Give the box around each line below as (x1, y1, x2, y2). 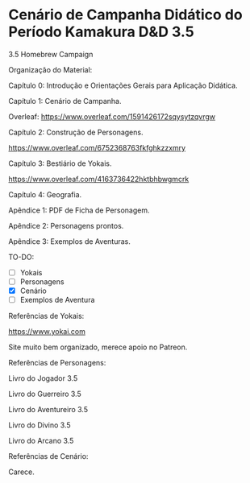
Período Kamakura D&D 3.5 (8, 23, 195, 41)
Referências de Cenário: (8, 452, 89, 461)
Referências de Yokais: (8, 312, 85, 321)
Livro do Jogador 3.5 (8, 374, 78, 383)
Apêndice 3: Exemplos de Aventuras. (8, 236, 131, 246)
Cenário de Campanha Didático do (8, 6, 244, 24)
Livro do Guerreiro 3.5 (8, 389, 82, 399)
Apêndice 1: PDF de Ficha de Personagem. (8, 205, 150, 215)
